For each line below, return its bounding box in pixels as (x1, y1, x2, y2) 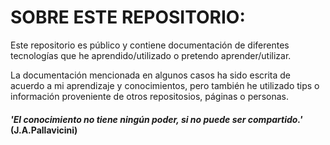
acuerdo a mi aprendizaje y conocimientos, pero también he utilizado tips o (10, 79, 320, 91)
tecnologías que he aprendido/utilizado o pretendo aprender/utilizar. (10, 49, 292, 61)
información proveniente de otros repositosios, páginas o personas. (10, 90, 289, 102)
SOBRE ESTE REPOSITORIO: (10, 6, 246, 29)
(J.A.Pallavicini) (10, 124, 78, 136)
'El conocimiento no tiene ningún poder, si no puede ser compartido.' (10, 113, 303, 125)
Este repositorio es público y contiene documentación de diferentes (10, 39, 290, 51)
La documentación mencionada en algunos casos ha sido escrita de (10, 69, 292, 81)
